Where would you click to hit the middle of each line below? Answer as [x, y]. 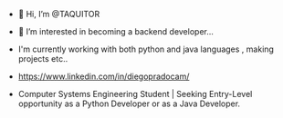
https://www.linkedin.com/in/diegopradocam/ [104, 76]
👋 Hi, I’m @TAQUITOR [59, 14]
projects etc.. [43, 59]
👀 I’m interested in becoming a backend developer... [116, 31]
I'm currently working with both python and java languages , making [146, 49]
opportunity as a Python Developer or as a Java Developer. [129, 103]
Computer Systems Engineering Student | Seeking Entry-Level [135, 94]
